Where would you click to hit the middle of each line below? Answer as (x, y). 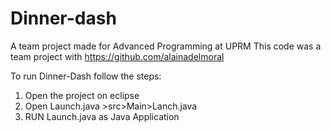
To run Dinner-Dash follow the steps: (86, 76)
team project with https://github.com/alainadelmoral (117, 56)
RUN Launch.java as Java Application (102, 116)
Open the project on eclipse (82, 95)
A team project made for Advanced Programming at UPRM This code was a (166, 46)
